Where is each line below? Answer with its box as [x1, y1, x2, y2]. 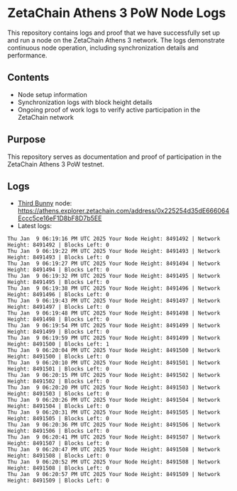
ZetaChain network [17, 113, 75, 121]
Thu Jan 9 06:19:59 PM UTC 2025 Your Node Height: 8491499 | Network [7, 334, 221, 342]
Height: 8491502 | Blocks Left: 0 [7, 378, 110, 385]
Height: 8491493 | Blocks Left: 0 [7, 254, 110, 261]
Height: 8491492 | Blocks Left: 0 [7, 242, 110, 249]
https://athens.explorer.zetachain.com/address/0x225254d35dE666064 [17, 207, 229, 215]
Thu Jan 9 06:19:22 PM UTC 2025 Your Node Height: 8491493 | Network [7, 248, 221, 255]
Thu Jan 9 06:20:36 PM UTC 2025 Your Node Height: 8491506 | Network [7, 422, 221, 429]
